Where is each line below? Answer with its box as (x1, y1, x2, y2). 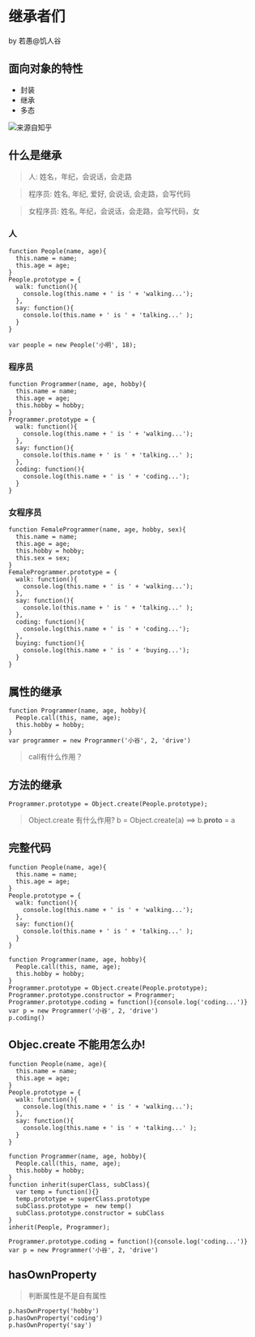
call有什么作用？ (28, 752, 83, 762)
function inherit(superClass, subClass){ (8, 1180, 151, 1189)
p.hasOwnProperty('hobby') (8, 1307, 100, 1315)
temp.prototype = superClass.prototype (15, 1194, 151, 1203)
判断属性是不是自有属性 (28, 1291, 107, 1300)
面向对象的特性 (8, 62, 83, 75)
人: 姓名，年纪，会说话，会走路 (28, 171, 132, 181)
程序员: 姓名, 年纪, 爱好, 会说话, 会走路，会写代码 (28, 188, 191, 199)
